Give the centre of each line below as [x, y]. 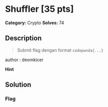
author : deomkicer [24, 60]
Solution [18, 85]
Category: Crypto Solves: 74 [35, 23]
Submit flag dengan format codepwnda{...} [60, 50]
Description [23, 38]
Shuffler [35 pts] [40, 9]
